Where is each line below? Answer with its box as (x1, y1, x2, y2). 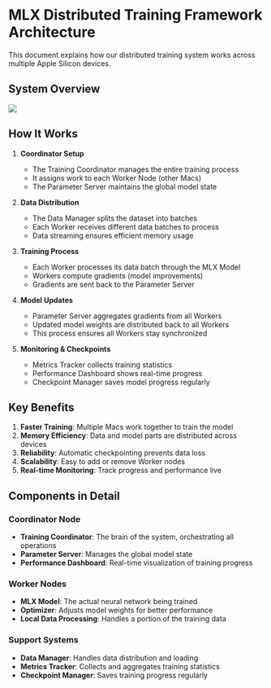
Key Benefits (8, 401, 75, 414)
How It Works (8, 127, 79, 141)
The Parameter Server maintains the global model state (32, 182, 217, 191)
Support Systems (8, 634, 79, 646)
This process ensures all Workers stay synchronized (32, 328, 208, 338)
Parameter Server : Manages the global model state (19, 550, 193, 559)
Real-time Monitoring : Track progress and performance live (19, 466, 222, 475)
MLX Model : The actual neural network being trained (19, 597, 198, 607)
